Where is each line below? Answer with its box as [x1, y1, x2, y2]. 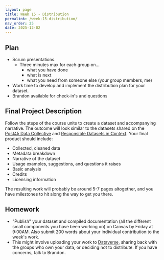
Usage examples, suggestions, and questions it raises [12, 161, 121, 166]
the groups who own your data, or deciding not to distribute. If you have [12, 244, 158, 250]
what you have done [26, 67, 68, 72]
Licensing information [12, 176, 56, 182]
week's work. [12, 234, 40, 240]
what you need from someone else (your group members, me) [26, 77, 153, 83]
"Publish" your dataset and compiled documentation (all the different [12, 218, 151, 224]
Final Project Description [5, 107, 82, 116]
